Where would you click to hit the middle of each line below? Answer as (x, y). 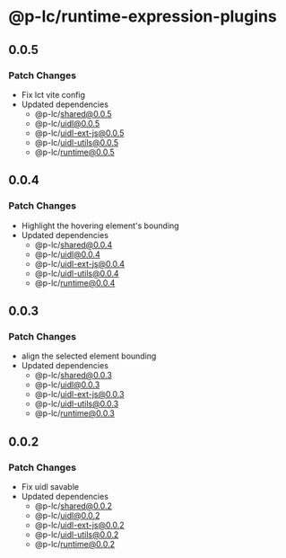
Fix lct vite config (53, 94)
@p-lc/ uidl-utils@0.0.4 (77, 273)
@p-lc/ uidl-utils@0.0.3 (77, 404)
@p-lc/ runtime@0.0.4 (75, 283)
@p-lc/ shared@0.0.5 (74, 113)
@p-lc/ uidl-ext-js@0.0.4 (80, 263)
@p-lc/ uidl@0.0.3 (67, 385)
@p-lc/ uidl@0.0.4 (67, 254)
